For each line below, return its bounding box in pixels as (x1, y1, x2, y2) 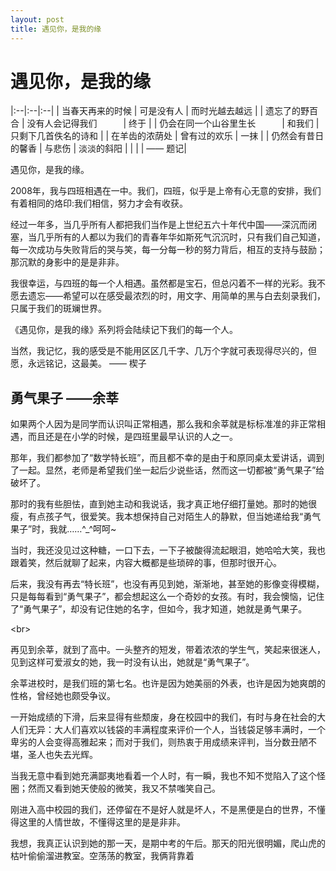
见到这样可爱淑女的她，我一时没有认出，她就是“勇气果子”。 (10, 656, 255, 668)
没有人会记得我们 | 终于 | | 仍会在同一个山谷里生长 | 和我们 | (26, 117, 320, 130)
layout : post (10, 14, 65, 25)
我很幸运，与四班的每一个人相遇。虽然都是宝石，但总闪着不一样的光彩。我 (10, 277, 317, 290)
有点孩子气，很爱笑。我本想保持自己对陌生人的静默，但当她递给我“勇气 (27, 511, 322, 523)
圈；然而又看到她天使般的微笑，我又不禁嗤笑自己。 (10, 782, 221, 795)
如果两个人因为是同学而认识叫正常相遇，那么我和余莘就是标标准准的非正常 (10, 418, 317, 430)
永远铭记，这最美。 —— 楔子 (27, 357, 147, 370)
